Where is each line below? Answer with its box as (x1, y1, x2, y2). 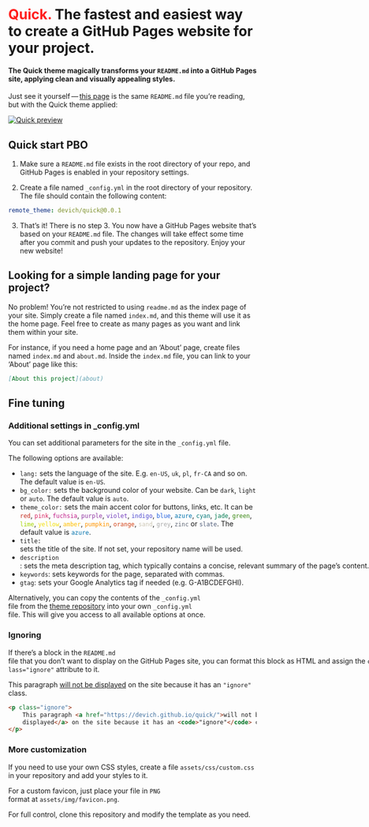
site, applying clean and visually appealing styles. (8, 73, 176, 84)
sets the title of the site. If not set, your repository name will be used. (19, 544, 243, 554)
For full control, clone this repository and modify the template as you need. (8, 810, 251, 819)
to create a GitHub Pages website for (8, 22, 254, 40)
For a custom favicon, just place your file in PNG (8, 786, 161, 795)
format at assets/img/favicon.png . (8, 794, 120, 803)
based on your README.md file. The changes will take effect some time (19, 229, 244, 239)
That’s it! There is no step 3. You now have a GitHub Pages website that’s (19, 221, 257, 231)
